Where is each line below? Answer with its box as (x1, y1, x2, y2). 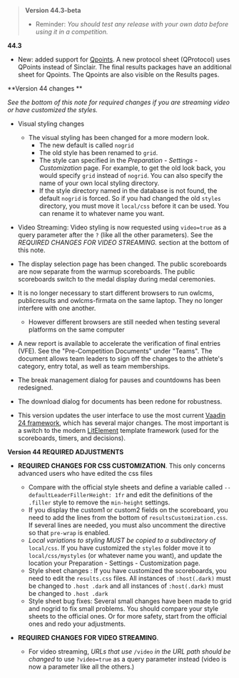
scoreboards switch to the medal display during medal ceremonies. (17, 275, 216, 283)
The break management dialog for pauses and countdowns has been (17, 376, 221, 384)
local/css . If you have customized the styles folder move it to (28, 544, 212, 552)
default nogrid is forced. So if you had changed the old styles (39, 194, 221, 202)
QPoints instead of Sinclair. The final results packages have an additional (17, 63, 232, 71)
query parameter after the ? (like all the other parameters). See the (17, 231, 213, 239)
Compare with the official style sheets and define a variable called (28, 483, 223, 492)
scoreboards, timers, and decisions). (17, 434, 126, 442)
